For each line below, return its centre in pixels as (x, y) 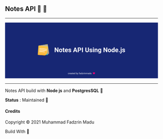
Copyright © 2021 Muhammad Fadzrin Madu (50, 122)
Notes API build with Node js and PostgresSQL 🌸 (54, 91)
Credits (13, 111)
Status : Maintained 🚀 (27, 100)
